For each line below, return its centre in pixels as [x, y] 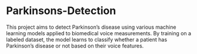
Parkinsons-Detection [61, 11]
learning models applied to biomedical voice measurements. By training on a [99, 33]
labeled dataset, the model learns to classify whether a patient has [87, 39]
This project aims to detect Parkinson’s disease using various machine [91, 27]
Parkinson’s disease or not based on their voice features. [75, 46]
